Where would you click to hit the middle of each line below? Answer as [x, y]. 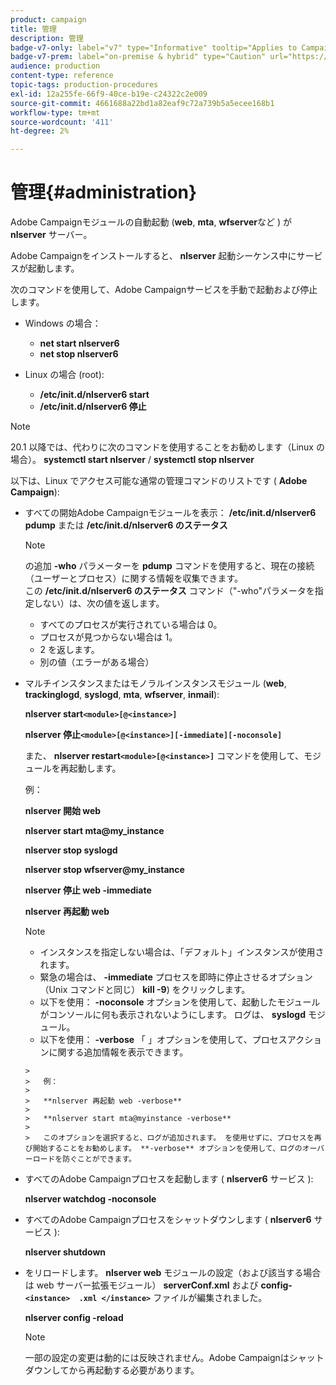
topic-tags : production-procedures [84, 85]
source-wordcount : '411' [62, 122]
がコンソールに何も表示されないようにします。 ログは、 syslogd [172, 1015]
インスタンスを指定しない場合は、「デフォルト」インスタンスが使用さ [182, 952]
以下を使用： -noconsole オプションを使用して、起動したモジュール [180, 1002]
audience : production [55, 66]
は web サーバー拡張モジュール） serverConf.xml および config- [158, 1285]
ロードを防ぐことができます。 [84, 1159]
